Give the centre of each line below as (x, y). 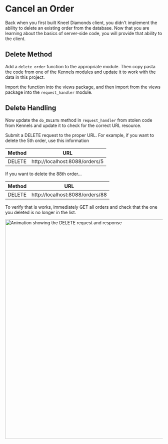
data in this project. (25, 77)
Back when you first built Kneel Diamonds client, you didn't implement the (81, 23)
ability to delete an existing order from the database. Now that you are (77, 28)
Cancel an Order (40, 9)
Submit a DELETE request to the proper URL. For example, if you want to (79, 135)
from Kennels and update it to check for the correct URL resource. (73, 125)
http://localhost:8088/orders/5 (68, 161)
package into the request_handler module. (49, 92)
